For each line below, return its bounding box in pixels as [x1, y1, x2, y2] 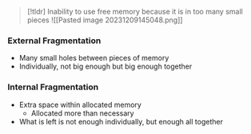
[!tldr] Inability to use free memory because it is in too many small [26, 7, 243, 16]
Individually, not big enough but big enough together [18, 61, 193, 71]
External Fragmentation [7, 35, 102, 46]
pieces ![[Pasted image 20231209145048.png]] [26, 15, 183, 25]
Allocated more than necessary [30, 108, 134, 118]
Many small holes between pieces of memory [18, 53, 169, 63]
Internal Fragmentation [7, 81, 99, 93]
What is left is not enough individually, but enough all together [18, 116, 223, 126]
